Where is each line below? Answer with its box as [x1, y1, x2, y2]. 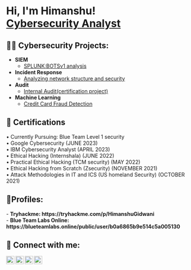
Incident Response [14, 69, 62, 75]
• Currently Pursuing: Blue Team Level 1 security [6, 133, 125, 140]
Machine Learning [14, 94, 61, 101]
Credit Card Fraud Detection [23, 100, 93, 107]
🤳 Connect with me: [6, 240, 80, 250]
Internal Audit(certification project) [23, 88, 109, 94]
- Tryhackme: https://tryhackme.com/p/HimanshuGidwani [6, 210, 155, 217]
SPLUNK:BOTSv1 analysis [23, 62, 87, 69]
